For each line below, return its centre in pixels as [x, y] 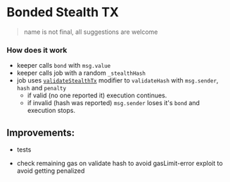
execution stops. [51, 111]
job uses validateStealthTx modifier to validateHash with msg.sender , [117, 80]
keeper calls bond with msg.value [64, 66]
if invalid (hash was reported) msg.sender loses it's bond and [113, 103]
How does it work [37, 50]
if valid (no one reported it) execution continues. [97, 95]
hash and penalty [41, 88]
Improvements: [41, 132]
